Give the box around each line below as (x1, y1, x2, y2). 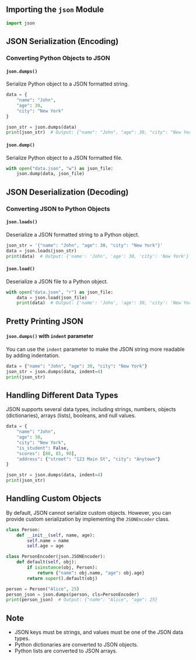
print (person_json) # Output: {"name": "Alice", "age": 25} (6, 597, 158, 603)
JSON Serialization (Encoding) (6, 36, 119, 46)
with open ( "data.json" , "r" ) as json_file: (6, 289, 114, 295)
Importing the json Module (6, 5, 104, 15)
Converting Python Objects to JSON (6, 54, 110, 62)
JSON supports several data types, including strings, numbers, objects (6, 406, 176, 413)
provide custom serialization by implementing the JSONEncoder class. (6, 515, 170, 522)
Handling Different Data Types (6, 390, 118, 400)
